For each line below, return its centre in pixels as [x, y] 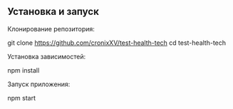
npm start [22, 98]
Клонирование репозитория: [51, 28]
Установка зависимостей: [47, 56]
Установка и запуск [53, 12]
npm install [24, 70]
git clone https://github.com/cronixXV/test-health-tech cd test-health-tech [117, 43]
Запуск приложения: [39, 84]
